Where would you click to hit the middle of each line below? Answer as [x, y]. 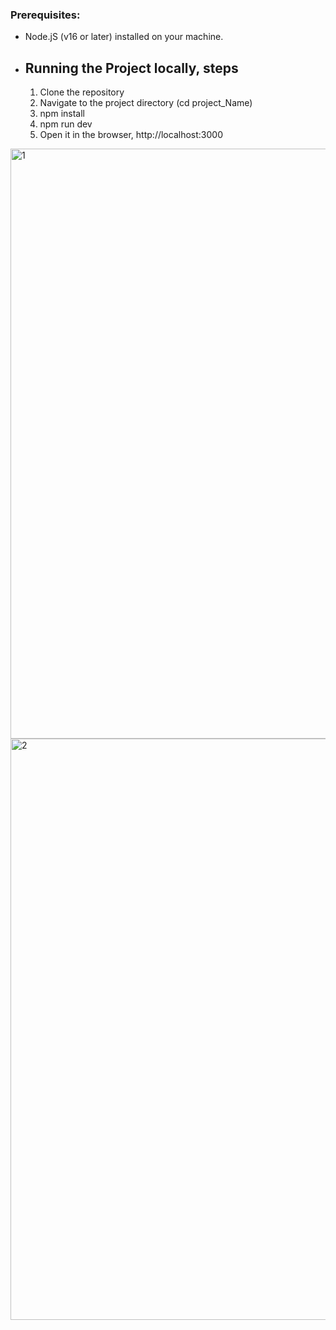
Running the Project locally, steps [131, 68]
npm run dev [66, 124]
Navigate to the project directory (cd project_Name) [146, 103]
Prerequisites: [45, 15]
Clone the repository [82, 92]
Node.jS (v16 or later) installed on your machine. [124, 37]
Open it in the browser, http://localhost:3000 [131, 135]
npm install [62, 114]
